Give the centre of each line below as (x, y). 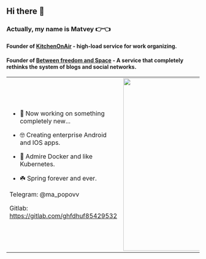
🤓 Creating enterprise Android (63, 134)
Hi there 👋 (25, 11)
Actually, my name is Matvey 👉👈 (59, 29)
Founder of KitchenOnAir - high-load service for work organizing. (92, 46)
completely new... (45, 121)
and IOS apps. (40, 142)
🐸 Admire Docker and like (56, 156)
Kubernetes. (37, 164)
